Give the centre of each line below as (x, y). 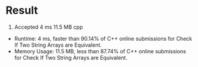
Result (22, 10)
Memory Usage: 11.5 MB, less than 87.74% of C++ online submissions (100, 51)
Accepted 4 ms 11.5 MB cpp (48, 27)
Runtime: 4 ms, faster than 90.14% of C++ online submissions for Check (103, 38)
